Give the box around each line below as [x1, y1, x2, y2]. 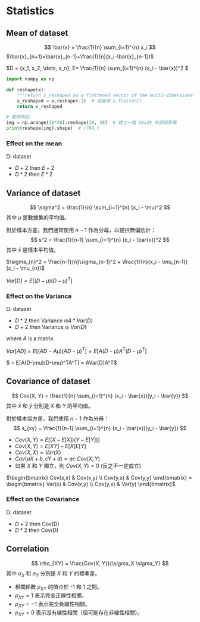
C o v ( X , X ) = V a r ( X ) [14, 449, 61, 456]
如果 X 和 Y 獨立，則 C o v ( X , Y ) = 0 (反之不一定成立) [14, 462, 142, 469]
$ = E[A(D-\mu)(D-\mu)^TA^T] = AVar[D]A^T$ [6, 359, 117, 366]
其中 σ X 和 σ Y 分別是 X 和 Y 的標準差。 [6, 570, 100, 579]
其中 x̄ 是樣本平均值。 [6, 246, 60, 254]
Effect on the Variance [6, 292, 73, 300]
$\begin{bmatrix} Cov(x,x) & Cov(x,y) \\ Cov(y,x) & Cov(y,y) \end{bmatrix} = [6, 474, 192, 481]
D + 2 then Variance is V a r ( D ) [14, 324, 87, 331]
